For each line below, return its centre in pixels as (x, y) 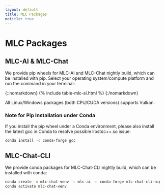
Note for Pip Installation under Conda (50, 115)
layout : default (22, 10)
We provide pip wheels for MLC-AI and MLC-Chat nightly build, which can (80, 73)
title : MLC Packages (26, 14)
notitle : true (20, 19)
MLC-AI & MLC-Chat (37, 61)
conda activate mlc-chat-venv (36, 187)
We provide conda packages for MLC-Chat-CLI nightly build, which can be (81, 167)
